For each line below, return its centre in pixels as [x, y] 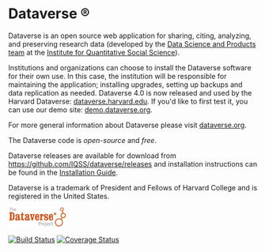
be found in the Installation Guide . [63, 172]
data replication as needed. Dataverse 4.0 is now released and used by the [130, 92]
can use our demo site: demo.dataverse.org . [80, 109]
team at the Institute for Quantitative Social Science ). [94, 52]
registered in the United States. [59, 196]
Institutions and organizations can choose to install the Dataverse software [130, 67]
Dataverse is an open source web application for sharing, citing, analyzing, [130, 36]
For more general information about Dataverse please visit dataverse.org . [127, 125]
